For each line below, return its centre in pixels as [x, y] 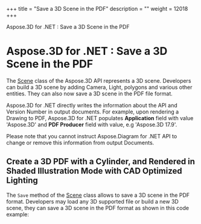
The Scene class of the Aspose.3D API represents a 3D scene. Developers [99, 80]
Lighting [22, 181]
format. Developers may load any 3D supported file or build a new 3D [93, 201]
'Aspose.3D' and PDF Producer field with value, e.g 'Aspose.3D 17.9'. [92, 124]
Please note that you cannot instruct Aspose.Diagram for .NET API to [92, 136]
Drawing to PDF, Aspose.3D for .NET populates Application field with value [100, 118]
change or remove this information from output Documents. [80, 142]
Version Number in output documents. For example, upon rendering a [93, 112]
